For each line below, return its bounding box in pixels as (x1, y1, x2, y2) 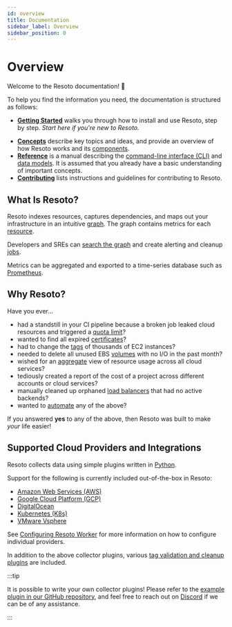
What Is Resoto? (7, 194, 79, 206)
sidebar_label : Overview (7, 23, 79, 30)
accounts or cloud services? (17, 379, 98, 388)
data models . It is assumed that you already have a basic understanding (17, 159, 222, 167)
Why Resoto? (7, 289, 66, 300)
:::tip (7, 572, 20, 580)
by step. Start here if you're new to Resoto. (17, 124, 139, 132)
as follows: (7, 103, 38, 111)
